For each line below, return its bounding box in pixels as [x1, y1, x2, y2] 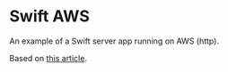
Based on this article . [9, 52, 88, 63]
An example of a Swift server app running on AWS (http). [9, 36, 220, 46]
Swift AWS [9, 6, 90, 27]
